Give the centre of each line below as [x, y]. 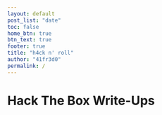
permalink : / [26, 66]
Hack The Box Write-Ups [81, 101]
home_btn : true [30, 33]
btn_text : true [30, 40]
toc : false [23, 27]
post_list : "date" [34, 20]
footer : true [26, 46]
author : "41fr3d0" [34, 60]
